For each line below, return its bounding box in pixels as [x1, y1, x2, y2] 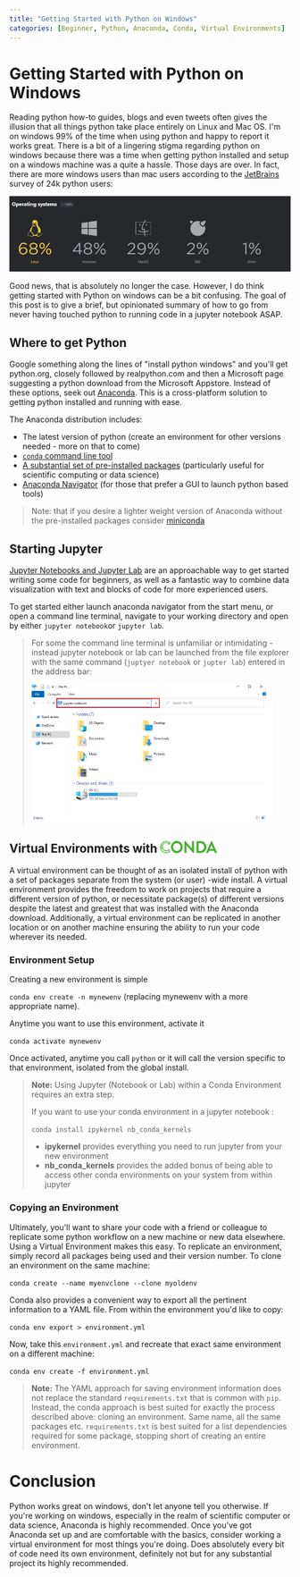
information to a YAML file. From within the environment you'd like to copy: [9, 1303, 284, 1314]
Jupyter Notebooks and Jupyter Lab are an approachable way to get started [9, 565, 289, 576]
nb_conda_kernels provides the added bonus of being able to [44, 1160, 273, 1171]
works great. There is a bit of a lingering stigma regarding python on [9, 140, 261, 151]
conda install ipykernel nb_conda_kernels [30, 1126, 192, 1134]
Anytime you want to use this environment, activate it [9, 1018, 205, 1029]
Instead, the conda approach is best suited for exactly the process [30, 1402, 276, 1413]
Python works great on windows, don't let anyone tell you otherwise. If [9, 1500, 270, 1511]
